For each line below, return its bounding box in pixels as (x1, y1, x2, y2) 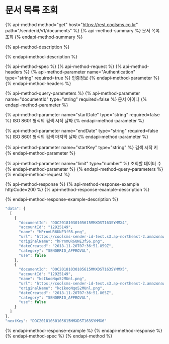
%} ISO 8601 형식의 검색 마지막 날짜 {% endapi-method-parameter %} (5, 133, 148, 140)
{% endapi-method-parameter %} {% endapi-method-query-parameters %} (5, 166, 163, 172)
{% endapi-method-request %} (5, 171, 70, 177)
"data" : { (5, 206, 26, 211)
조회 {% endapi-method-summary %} (5, 34, 83, 40)
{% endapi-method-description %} (5, 53, 78, 59)
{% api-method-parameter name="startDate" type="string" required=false (5, 111, 160, 117)
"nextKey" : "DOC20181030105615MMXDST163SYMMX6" (5, 318, 107, 323)
